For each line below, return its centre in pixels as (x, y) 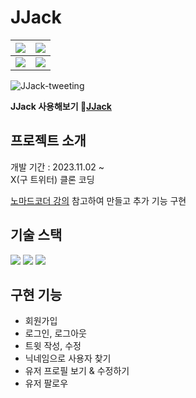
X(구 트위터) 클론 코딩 (52, 179)
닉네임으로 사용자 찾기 (68, 358)
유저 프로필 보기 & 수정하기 (77, 371)
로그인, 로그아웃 (55, 333)
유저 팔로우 (46, 383)
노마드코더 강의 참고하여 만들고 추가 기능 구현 (98, 200)
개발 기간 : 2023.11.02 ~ (57, 167)
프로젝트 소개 (48, 141)
